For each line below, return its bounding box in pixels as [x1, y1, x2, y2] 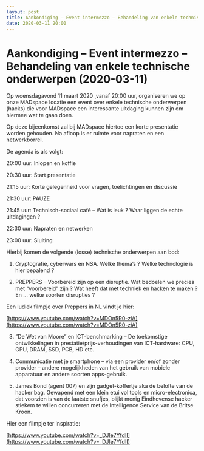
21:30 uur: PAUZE [6, 195, 50, 202]
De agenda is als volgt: [6, 148, 64, 155]
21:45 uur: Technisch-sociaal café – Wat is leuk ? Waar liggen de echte [6, 207, 183, 214]
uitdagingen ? [6, 213, 41, 220]
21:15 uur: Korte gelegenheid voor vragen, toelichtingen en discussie [6, 183, 178, 191]
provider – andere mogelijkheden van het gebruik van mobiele [15, 364, 171, 371]
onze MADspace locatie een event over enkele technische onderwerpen [6, 98, 187, 106]
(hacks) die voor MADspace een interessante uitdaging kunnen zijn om [6, 105, 184, 112]
